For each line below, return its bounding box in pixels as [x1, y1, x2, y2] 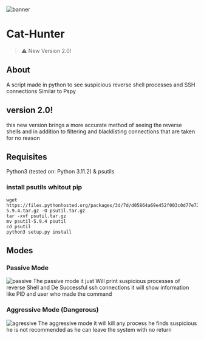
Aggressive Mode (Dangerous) [6, 306, 99, 314]
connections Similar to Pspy [6, 87, 76, 94]
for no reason [6, 134, 41, 141]
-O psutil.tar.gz [41, 208, 86, 214]
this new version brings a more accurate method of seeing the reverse [6, 121, 182, 128]
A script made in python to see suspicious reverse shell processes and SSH [6, 81, 195, 88]
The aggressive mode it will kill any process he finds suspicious [38, 320, 197, 327]
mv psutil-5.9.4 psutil [6, 218, 67, 225]
